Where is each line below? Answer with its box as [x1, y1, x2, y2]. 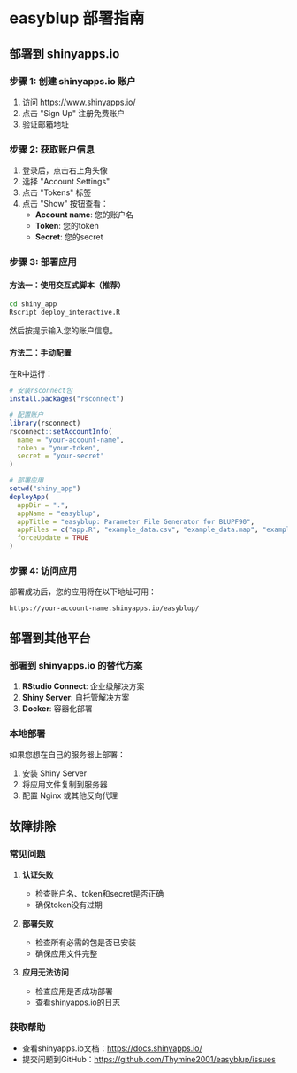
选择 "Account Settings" [21, 176, 110, 187]
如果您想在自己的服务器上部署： [9, 749, 126, 760]
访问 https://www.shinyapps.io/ [21, 97, 136, 107]
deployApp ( [9, 492, 49, 501]
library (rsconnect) [9, 419, 81, 427]
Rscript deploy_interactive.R [9, 308, 121, 317]
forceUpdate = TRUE [17, 534, 89, 543]
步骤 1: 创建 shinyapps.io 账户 [9, 74, 136, 87]
